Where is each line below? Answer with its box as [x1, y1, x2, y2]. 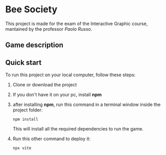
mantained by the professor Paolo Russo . [5, 26, 92, 32]
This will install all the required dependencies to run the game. [12, 126, 144, 132]
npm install [12, 117, 38, 122]
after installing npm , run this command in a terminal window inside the [12, 101, 161, 108]
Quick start [5, 58, 42, 67]
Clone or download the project [12, 82, 77, 88]
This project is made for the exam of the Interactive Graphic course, [5, 20, 148, 27]
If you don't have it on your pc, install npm [12, 92, 102, 98]
